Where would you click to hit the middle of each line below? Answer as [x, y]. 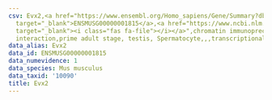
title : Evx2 [28, 83]
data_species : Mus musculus [56, 69]
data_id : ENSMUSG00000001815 [57, 53]
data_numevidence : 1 [43, 61]
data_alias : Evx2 [38, 46]
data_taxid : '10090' [43, 76]
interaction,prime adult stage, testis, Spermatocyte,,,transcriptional [141, 38]
